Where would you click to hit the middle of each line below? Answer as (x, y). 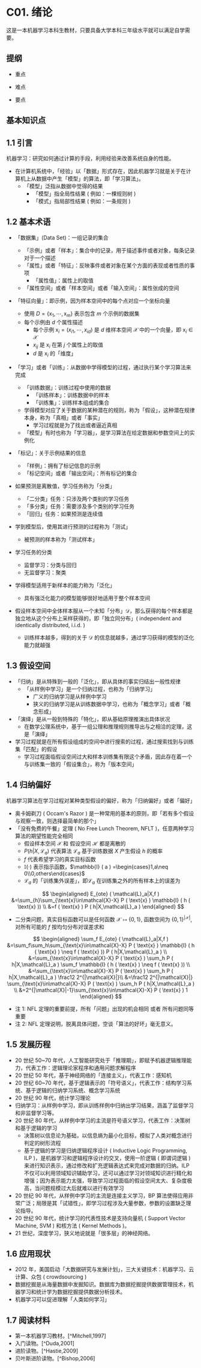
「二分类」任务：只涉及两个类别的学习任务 (76, 498)
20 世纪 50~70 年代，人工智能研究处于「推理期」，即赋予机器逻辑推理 (101, 1060)
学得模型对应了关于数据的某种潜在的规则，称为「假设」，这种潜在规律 (109, 410)
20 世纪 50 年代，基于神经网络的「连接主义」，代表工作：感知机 (93, 1075)
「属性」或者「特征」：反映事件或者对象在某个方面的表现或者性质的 (107, 265)
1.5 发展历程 (28, 1045)
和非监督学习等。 (36, 1112)
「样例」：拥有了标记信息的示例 (62, 465)
